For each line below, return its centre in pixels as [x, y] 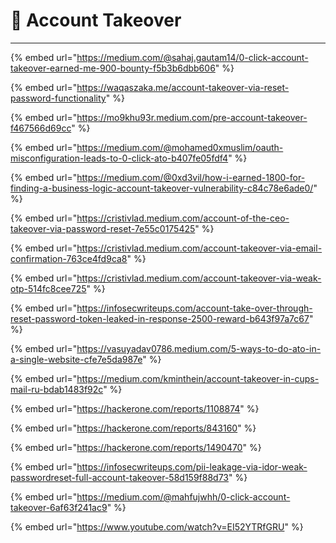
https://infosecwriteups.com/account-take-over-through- [194, 308]
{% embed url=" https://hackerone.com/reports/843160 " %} [133, 428]
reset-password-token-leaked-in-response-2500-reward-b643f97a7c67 [160, 318]
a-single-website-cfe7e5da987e [76, 359]
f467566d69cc [41, 128]
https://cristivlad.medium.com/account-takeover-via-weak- [199, 278]
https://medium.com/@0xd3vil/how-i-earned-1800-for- [191, 177]
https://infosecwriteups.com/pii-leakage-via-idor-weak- [192, 466]
